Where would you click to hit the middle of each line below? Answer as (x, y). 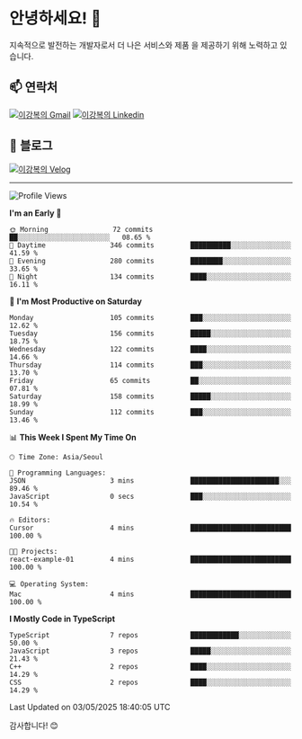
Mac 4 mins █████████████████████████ (151, 594)
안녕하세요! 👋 (55, 18)
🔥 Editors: (30, 520)
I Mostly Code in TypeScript (62, 619)
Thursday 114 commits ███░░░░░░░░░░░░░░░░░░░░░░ (151, 365)
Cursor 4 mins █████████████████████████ (151, 528)
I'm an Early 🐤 (36, 213)
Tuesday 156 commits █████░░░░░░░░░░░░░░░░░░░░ (151, 334)
